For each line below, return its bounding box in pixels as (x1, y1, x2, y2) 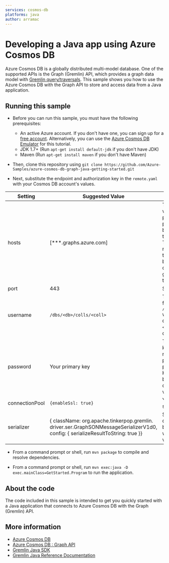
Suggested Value (82, 193, 125, 200)
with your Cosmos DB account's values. (12, 181, 96, 187)
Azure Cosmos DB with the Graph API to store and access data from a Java (5, 82, 161, 88)
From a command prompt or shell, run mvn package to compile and (12, 449, 149, 455)
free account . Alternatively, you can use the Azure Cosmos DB (20, 135, 150, 142)
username (8, 312, 32, 319)
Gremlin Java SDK (12, 547, 50, 553)
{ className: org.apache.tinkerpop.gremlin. (49, 417, 153, 425)
